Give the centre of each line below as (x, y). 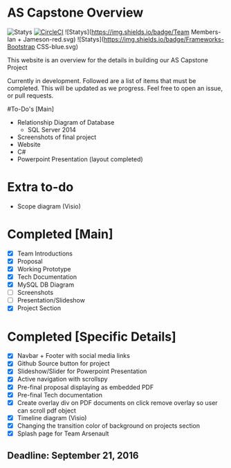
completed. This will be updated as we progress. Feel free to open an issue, (115, 88)
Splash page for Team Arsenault (63, 433)
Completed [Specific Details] (92, 336)
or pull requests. (30, 96)
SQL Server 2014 (52, 129)
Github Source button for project (64, 363)
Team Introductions (45, 253)
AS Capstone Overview (75, 13)
